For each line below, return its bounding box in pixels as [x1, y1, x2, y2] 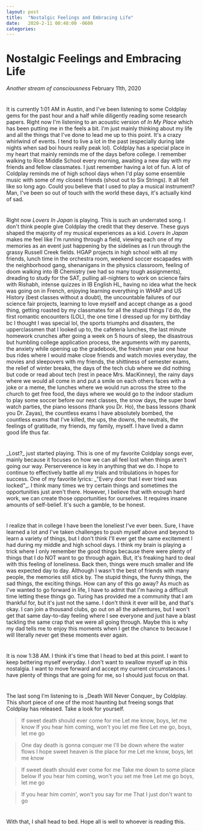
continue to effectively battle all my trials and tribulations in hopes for [6, 469, 179, 476]
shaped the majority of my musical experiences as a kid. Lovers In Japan [6, 230, 188, 237]
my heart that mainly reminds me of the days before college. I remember [6, 151, 187, 158]
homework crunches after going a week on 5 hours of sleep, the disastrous [6, 333, 193, 340]
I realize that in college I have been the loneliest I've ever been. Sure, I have [6, 522, 195, 529]
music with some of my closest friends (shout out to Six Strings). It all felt [6, 176, 188, 184]
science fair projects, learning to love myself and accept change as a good [6, 300, 192, 308]
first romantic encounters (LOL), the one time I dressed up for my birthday [6, 313, 190, 320]
